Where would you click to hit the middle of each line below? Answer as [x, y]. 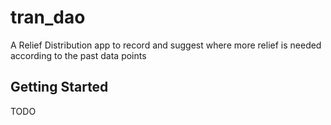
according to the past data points [78, 55]
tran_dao [48, 17]
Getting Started [59, 87]
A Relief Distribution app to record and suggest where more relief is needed [166, 45]
